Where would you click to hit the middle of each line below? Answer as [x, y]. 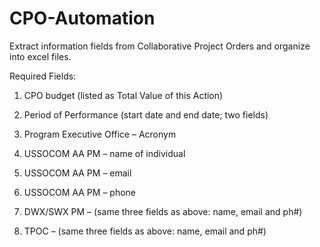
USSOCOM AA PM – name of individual [104, 153]
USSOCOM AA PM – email [77, 173]
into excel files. [40, 56]
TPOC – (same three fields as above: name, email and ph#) [145, 231]
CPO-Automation [82, 18]
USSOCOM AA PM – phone [80, 192]
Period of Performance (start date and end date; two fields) [146, 114]
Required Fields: [43, 76]
